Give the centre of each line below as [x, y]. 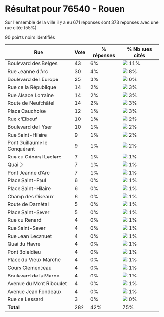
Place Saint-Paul [27, 180]
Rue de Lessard [25, 299]
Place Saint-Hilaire [29, 188]
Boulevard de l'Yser [30, 127]
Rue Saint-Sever [27, 228]
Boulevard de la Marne [33, 276]
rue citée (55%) [21, 27]
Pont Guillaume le [28, 142]
